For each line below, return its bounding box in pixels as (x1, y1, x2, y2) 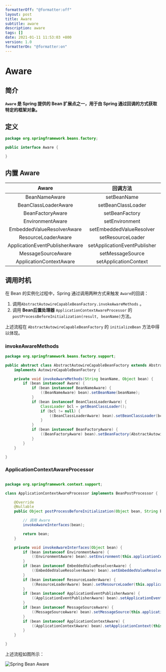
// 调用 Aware (23, 518, 50, 523)
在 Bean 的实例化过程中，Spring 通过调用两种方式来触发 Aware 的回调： (5, 290, 149, 296)
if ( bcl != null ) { (40, 409, 81, 414)
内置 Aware (5, 169, 40, 178)
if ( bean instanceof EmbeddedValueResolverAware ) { (23, 563, 132, 568)
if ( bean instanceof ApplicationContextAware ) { (23, 618, 125, 624)
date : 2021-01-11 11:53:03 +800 (5, 35, 72, 40)
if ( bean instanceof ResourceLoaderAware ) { (23, 577, 116, 582)
